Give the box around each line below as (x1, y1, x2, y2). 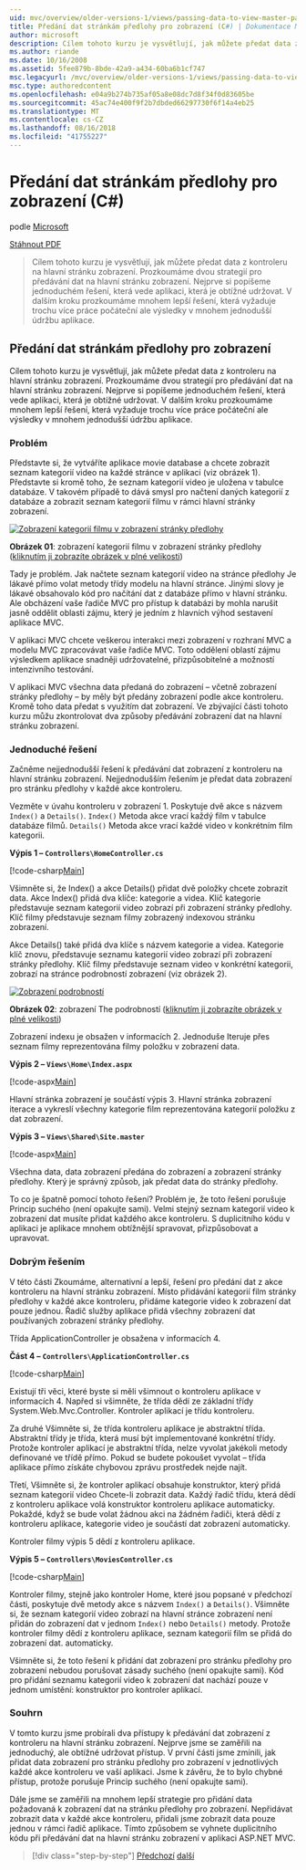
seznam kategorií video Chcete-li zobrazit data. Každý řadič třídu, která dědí (9, 1489, 296, 1499)
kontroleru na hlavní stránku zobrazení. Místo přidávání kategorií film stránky (9, 1286, 297, 1297)
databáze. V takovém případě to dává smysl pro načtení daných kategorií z (9, 486, 290, 497)
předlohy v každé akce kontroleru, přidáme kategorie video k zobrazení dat (9, 1295, 291, 1306)
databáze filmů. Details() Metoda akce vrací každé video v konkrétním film (9, 820, 293, 831)
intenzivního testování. (9, 663, 94, 674)
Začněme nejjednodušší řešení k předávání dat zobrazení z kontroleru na (9, 764, 283, 775)
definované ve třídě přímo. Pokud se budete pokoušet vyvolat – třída (9, 1452, 267, 1463)
